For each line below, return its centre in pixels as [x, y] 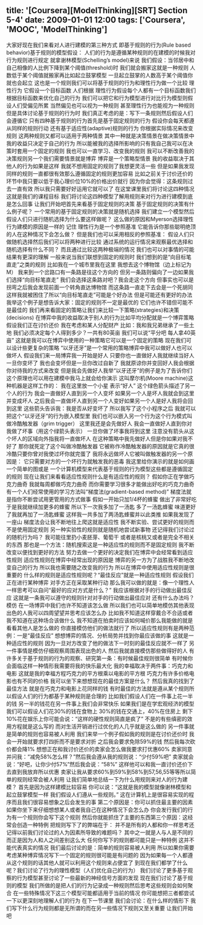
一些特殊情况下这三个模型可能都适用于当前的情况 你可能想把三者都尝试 [106, 893]
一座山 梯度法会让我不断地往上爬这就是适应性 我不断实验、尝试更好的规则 [98, 522]
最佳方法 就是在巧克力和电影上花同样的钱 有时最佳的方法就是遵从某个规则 [98, 688]
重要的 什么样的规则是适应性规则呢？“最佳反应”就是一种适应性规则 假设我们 [100, 575]
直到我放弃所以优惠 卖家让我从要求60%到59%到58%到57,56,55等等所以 [101, 772]
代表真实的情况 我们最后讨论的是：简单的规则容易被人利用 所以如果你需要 [103, 847]
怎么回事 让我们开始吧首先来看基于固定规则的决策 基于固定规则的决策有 [100, 204]
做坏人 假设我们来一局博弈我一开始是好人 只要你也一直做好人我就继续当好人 [100, 355]
